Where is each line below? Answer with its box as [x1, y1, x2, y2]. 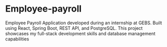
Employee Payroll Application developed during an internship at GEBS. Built [5, 20, 162, 26]
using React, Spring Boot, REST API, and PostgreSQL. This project [5, 25, 143, 31]
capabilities [5, 36, 29, 42]
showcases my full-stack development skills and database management [5, 30, 156, 36]
